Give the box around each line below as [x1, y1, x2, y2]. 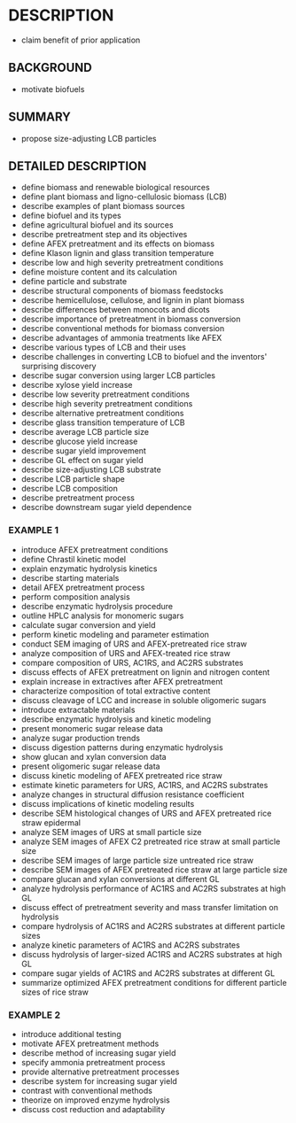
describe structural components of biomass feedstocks [20, 285, 224, 297]
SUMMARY [8, 110, 72, 125]
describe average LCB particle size [20, 427, 150, 438]
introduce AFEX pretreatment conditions [20, 544, 169, 554]
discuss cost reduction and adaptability [20, 1104, 166, 1114]
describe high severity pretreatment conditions [20, 399, 193, 409]
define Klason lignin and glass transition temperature [20, 248, 214, 259]
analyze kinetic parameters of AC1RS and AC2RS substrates [20, 940, 240, 950]
